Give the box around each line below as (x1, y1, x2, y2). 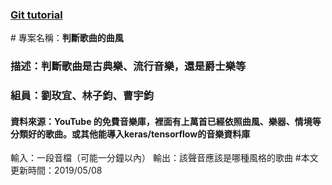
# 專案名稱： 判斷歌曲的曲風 (10, 32, 124, 44)
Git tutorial (10, 8, 63, 22)
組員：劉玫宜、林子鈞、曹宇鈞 (10, 89, 155, 103)
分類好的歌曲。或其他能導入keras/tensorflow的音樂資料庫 (10, 128, 251, 140)
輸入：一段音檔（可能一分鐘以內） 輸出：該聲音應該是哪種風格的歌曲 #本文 (10, 152, 319, 164)
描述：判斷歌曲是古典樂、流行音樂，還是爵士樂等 (10, 59, 247, 73)
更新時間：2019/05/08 (10, 164, 103, 177)
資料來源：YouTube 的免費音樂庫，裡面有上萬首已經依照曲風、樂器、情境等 (10, 115, 322, 127)
